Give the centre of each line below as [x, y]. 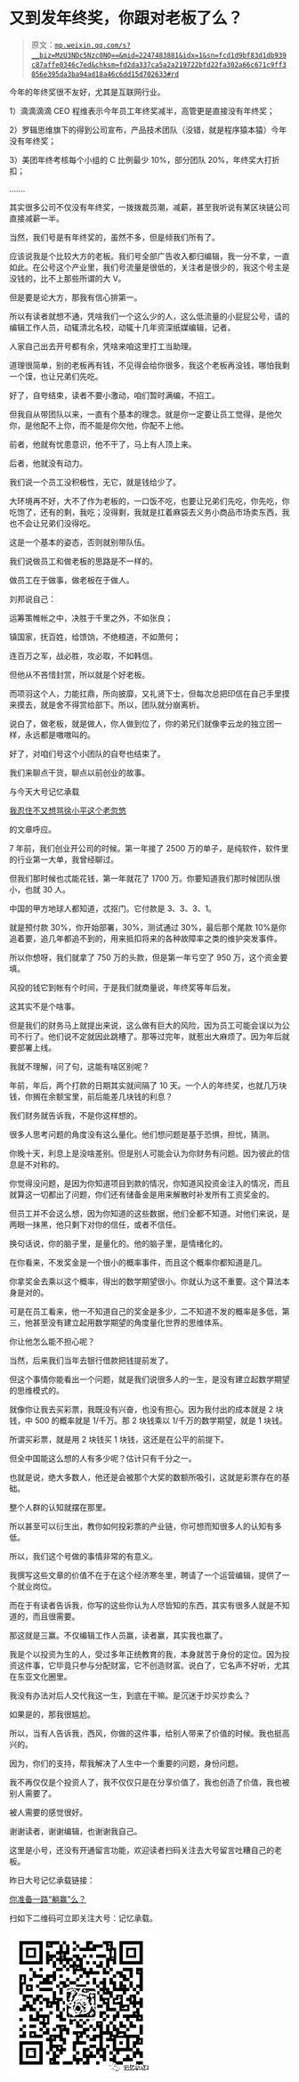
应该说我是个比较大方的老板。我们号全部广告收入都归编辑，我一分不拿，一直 [149, 256]
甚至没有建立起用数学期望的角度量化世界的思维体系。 [130, 1322]
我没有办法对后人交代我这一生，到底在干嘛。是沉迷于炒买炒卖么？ [130, 1695]
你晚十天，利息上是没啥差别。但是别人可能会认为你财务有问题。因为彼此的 [145, 1153]
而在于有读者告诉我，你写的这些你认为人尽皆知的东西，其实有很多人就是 [141, 1605]
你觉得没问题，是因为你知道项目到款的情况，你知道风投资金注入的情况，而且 [149, 1183]
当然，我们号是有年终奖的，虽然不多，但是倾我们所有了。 [114, 237]
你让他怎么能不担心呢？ [52, 1341]
